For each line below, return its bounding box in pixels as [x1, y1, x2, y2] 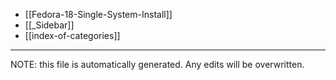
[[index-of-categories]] [24, 30, 121, 41]
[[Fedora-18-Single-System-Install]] [24, 9, 173, 20]
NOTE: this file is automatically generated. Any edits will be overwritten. [10, 59, 305, 70]
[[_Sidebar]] [24, 19, 75, 31]
